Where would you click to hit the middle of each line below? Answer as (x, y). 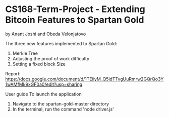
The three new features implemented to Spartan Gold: (61, 43)
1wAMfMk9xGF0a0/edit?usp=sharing (44, 84)
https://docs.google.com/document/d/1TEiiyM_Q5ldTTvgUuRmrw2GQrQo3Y (84, 79)
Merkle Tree (25, 53)
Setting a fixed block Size (39, 64)
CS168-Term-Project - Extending (75, 9)
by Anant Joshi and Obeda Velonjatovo (46, 34)
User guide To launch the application (43, 94)
